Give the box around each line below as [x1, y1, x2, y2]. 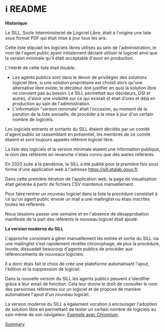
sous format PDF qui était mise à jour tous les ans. [5, 35, 107, 41]
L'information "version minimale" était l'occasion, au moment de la [12, 106, 147, 111]
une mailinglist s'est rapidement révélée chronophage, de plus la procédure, [5, 240, 160, 246]
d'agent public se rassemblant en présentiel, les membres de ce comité [5, 131, 151, 137]
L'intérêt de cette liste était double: [5, 64, 76, 70]
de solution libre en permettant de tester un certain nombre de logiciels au [5, 306, 157, 312]
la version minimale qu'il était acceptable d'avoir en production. [5, 55, 134, 61]
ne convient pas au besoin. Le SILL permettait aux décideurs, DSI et [12, 90, 151, 96]
